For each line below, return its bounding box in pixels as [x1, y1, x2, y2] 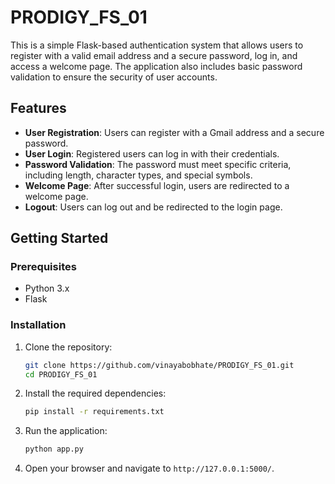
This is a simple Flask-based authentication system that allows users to [10, 39, 304, 51]
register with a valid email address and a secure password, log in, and [10, 49, 298, 61]
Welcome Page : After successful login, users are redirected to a [24, 179, 290, 191]
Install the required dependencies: [24, 387, 167, 400]
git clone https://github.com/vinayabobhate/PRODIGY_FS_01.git [24, 360, 295, 370]
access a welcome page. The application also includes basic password [10, 60, 303, 72]
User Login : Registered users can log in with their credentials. [24, 147, 280, 160]
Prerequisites [10, 260, 77, 274]
